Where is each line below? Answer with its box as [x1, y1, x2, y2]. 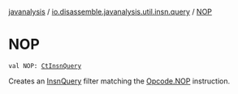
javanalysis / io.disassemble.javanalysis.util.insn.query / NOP [8, 7, 213, 16]
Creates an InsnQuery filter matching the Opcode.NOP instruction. [8, 76, 230, 86]
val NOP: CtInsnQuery [8, 62, 82, 70]
